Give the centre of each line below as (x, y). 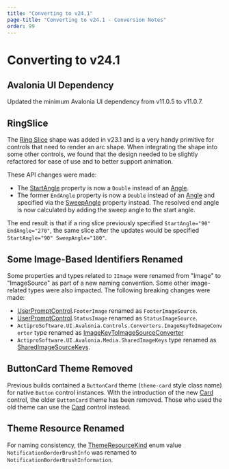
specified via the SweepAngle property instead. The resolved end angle (118, 203)
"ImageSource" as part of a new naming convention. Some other (98, 283)
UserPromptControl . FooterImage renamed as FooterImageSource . (107, 311)
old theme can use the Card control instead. (69, 407)
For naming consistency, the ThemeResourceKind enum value (94, 445)
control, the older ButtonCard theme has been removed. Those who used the (114, 400)
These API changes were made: (52, 175)
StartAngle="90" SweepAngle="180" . (57, 238)
